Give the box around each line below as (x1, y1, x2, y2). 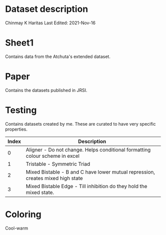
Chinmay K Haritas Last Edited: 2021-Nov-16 (5, 20, 96, 26)
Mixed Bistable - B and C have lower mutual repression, (26, 168, 156, 175)
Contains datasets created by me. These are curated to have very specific (5, 121, 156, 127)
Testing (5, 105, 37, 116)
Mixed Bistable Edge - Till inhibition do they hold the (26, 183, 147, 189)
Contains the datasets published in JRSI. (5, 87, 87, 93)
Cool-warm (5, 225, 28, 231)
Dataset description (5, 3, 88, 15)
